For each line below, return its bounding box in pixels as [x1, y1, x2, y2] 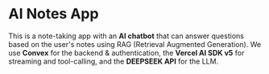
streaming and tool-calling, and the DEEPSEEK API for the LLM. [8, 56, 219, 66]
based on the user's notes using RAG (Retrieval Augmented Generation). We [8, 39, 262, 49]
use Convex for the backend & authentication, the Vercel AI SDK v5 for [8, 48, 245, 57]
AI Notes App [8, 5, 99, 23]
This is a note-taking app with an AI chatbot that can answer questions [8, 31, 244, 41]
